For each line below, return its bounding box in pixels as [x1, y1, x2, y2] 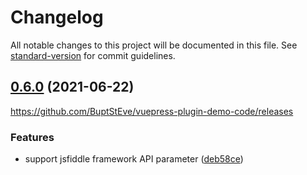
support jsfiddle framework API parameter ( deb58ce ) [24, 153, 244, 165]
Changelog [10, 6, 104, 29]
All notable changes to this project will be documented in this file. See [10, 39, 298, 51]
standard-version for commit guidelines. [10, 49, 176, 61]
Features [10, 130, 55, 144]
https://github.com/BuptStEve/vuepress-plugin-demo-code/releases [10, 105, 294, 117]
